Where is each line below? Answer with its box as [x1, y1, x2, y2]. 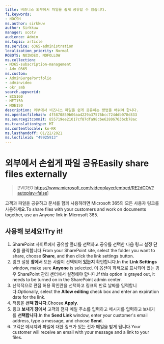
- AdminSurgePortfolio [5, 76, 52, 81]
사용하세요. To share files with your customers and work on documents [5, 206, 146, 212]
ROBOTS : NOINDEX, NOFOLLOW [5, 53, 60, 58]
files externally [5, 169, 68, 180]
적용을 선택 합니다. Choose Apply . [12, 300, 79, 306]
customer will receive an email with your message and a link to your [12, 329, 150, 335]
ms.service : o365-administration [5, 44, 74, 49]
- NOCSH [5, 16, 21, 21]
